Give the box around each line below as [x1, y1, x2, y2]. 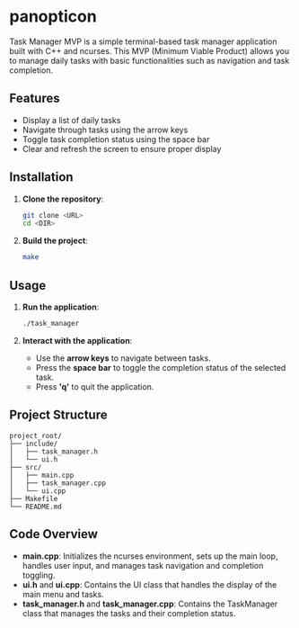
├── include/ [9, 439, 58, 448]
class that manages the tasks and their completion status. [22, 607, 236, 618]
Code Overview [9, 526, 99, 542]
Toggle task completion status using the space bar [22, 133, 210, 145]
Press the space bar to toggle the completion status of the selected [35, 362, 286, 372]
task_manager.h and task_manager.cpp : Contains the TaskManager [22, 598, 278, 609]
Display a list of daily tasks [22, 114, 121, 125]
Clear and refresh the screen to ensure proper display [22, 143, 222, 154]
